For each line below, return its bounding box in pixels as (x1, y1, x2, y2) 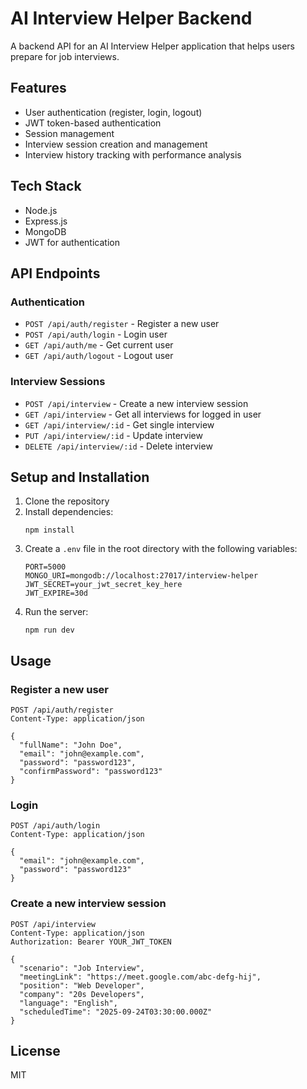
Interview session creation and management (24, 138, 208, 150)
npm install (24, 525, 75, 536)
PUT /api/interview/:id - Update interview (24, 429, 203, 441)
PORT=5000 (24, 562, 67, 572)
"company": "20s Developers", (19, 989, 145, 999)
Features (10, 80, 67, 97)
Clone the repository (24, 495, 110, 507)
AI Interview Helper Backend (10, 7, 253, 30)
